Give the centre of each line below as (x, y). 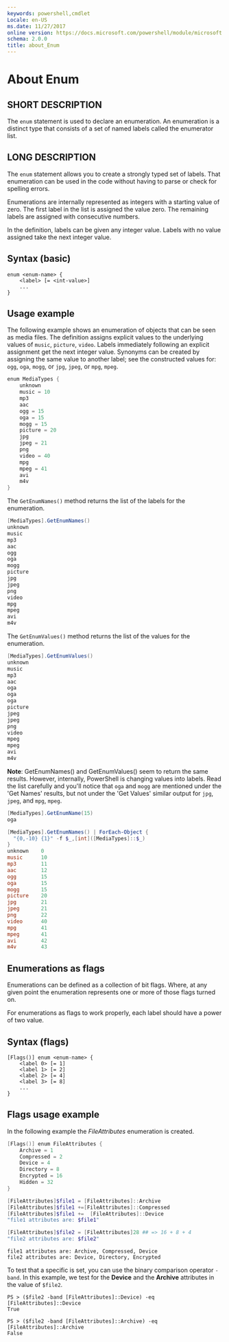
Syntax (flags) (38, 1042)
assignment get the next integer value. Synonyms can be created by (104, 352)
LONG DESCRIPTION (51, 158)
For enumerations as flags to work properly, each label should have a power (114, 1013)
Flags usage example (53, 1115)
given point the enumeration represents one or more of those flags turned (111, 992)
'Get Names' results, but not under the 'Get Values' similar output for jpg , (110, 793)
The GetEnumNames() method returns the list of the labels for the (96, 501)
